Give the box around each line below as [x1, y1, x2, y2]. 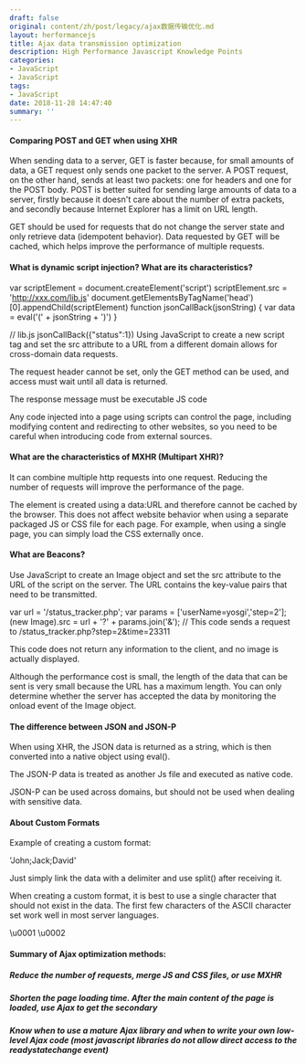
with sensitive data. [9, 796, 82, 807]
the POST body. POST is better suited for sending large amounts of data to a [9, 184, 297, 195]
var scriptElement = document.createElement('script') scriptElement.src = [9, 282, 288, 293]
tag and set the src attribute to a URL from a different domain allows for [9, 339, 278, 350]
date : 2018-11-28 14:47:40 [9, 98, 112, 108]
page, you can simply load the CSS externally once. [9, 528, 204, 539]
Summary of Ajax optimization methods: [9, 949, 167, 960]
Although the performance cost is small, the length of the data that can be [9, 671, 288, 682]
